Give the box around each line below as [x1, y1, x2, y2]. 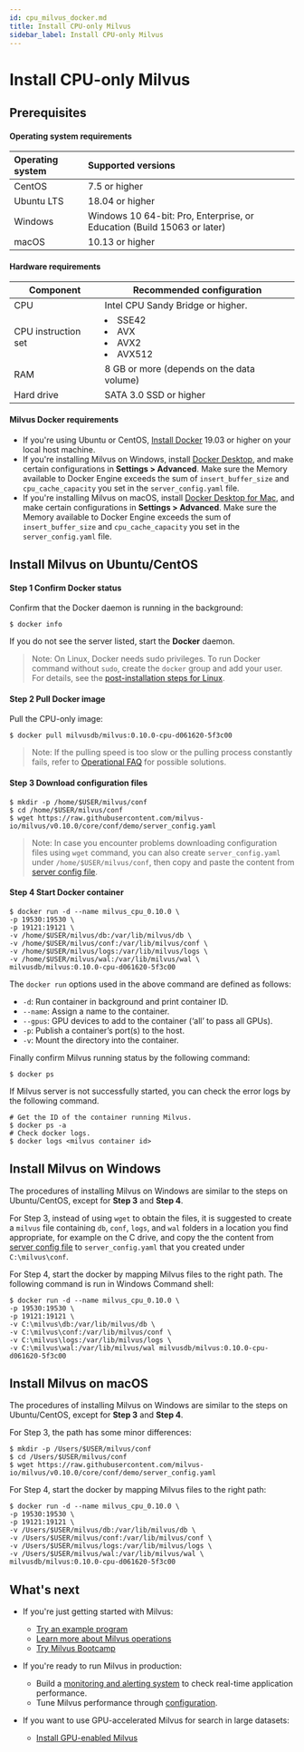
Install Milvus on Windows [9, 1162, 161, 1177]
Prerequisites [9, 105, 87, 121]
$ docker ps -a [9, 1121, 67, 1130]
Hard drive [14, 389, 59, 402]
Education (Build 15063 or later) [87, 221, 226, 234]
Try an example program [35, 1624, 128, 1635]
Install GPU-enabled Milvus [35, 1733, 138, 1744]
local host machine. [22, 443, 96, 454]
